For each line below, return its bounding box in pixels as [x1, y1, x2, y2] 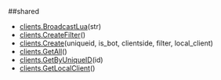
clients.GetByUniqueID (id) [19, 55, 103, 64]
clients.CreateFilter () [19, 31, 86, 39]
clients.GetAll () [19, 47, 68, 56]
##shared [8, 7, 40, 16]
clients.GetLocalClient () [19, 64, 96, 73]
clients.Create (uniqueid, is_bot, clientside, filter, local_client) [19, 38, 214, 48]
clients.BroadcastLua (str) [19, 22, 102, 31]
